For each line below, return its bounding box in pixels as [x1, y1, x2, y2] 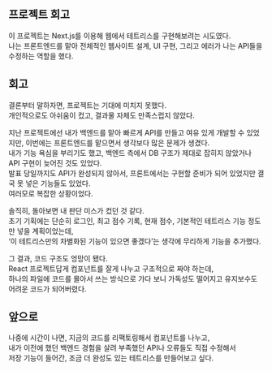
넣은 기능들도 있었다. [25, 178, 91, 188]
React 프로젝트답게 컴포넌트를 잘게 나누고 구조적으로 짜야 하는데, [8, 263, 214, 274]
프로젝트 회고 [8, 7, 71, 22]
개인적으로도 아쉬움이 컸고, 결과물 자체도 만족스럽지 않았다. [8, 110, 195, 120]
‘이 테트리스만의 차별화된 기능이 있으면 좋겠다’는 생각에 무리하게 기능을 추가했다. [8, 236, 261, 246]
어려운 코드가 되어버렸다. [8, 283, 87, 294]
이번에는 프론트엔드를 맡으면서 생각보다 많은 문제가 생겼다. [25, 137, 210, 148]
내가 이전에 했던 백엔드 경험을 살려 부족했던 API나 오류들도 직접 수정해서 [8, 343, 237, 353]
